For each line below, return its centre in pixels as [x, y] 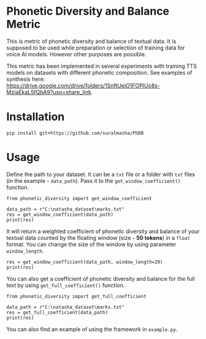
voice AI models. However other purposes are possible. [76, 54]
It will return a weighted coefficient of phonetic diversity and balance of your [103, 231]
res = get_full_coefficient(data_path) [57, 312]
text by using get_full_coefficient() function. [66, 285]
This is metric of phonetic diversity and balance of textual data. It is [91, 41]
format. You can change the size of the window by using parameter [91, 244]
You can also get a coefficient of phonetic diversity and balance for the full [101, 278]
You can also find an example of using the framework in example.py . [92, 329]
